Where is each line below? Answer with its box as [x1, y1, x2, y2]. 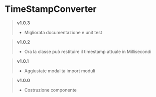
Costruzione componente [24, 87, 77, 93]
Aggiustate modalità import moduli [24, 68, 95, 74]
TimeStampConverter [4, 3, 97, 15]
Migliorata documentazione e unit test [24, 29, 103, 35]
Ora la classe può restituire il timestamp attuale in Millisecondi [24, 48, 152, 54]
